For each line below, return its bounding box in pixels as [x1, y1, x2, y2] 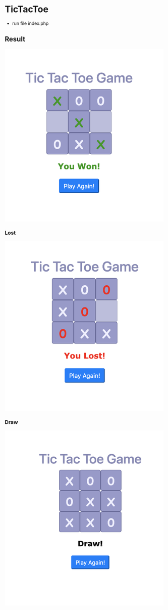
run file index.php [12, 20, 49, 26]
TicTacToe [5, 4, 49, 15]
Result [5, 35, 26, 43]
